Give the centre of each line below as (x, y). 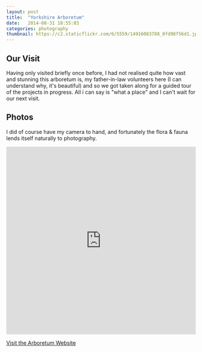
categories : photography (37, 29)
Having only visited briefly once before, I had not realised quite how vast (96, 73)
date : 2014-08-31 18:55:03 (43, 23)
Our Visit (23, 59)
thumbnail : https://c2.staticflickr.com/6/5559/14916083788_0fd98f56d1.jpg (103, 34)
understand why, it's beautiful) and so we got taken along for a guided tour (99, 85)
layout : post (23, 12)
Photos (20, 117)
